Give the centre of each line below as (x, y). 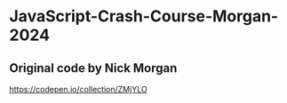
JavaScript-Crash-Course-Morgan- (144, 16)
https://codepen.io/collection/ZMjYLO (79, 89)
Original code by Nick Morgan (93, 68)
